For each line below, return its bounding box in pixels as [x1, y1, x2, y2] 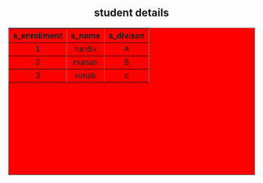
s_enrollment [13, 30, 63, 41]
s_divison [108, 30, 145, 41]
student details [93, 6, 170, 20]
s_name [70, 30, 101, 41]
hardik [74, 43, 98, 54]
